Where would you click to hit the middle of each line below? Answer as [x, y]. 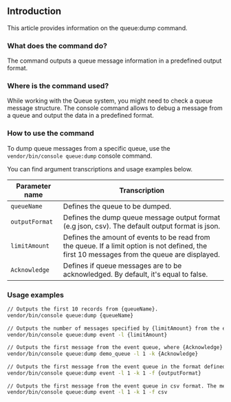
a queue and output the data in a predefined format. [81, 116]
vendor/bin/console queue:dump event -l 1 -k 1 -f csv [87, 392]
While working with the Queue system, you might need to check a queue [110, 101]
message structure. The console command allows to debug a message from [115, 108]
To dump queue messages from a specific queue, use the [89, 148]
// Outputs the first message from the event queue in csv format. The [112, 386]
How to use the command [51, 134]
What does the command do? [57, 45]
